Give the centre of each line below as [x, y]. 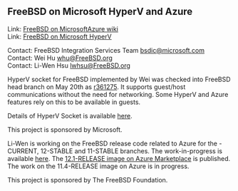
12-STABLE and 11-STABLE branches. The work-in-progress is [131, 151]
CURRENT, [23, 151]
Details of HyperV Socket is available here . [70, 115]
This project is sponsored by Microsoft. [65, 129]
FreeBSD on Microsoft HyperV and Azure [100, 12]
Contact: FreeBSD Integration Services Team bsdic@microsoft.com [106, 50]
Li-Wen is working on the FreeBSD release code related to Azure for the [112, 143]
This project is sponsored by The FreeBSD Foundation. [88, 180]
